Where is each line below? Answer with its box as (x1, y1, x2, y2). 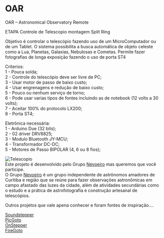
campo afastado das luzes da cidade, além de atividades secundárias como (5, 182, 159, 188)
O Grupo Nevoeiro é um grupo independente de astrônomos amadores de (5, 171, 155, 177)
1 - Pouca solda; (5, 68, 38, 74)
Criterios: (5, 64, 24, 69)
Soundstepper (5, 211, 34, 217)
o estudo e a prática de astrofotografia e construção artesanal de (5, 187, 138, 193)
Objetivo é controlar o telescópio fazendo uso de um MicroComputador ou (5, 38, 156, 44)
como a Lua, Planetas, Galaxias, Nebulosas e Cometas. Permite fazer (5, 49, 145, 55)
